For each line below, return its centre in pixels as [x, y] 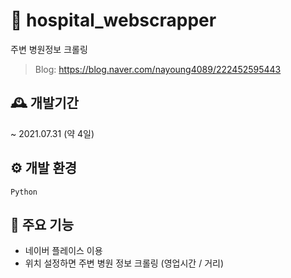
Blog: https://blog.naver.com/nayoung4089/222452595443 [158, 69]
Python [24, 192]
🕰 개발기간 [44, 103]
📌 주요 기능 [42, 224]
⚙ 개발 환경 [44, 168]
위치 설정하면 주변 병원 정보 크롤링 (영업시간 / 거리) [124, 263]
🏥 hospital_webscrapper [113, 20]
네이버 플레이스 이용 [63, 251]
